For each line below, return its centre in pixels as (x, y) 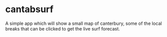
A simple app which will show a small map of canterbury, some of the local (83, 23)
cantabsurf (29, 9)
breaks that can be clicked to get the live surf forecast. (63, 28)
